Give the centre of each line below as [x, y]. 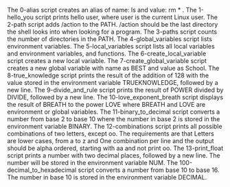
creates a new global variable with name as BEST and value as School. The [113, 68]
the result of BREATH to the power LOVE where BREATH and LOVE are [106, 104]
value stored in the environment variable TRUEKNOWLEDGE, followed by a [113, 83]
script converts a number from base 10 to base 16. [149, 170]
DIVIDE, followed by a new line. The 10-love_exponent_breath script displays [115, 97]
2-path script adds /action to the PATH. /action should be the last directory [113, 24]
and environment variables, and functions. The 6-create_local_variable [107, 53]
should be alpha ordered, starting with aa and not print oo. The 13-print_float [115, 148]
